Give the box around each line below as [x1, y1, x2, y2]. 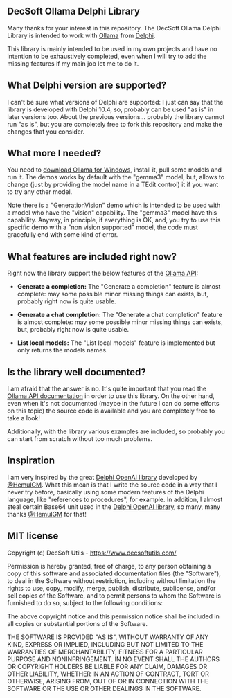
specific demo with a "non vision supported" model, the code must [7, 223, 199, 231]
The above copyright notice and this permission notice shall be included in [7, 612, 220, 620]
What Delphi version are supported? [7, 80, 167, 91]
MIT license [7, 530, 59, 542]
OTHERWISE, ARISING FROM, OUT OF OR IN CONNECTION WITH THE [7, 677, 209, 685]
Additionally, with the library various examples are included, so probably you [7, 427, 225, 436]
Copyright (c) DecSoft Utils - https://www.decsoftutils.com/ [7, 548, 177, 557]
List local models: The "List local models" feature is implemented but [17, 339, 216, 347]
